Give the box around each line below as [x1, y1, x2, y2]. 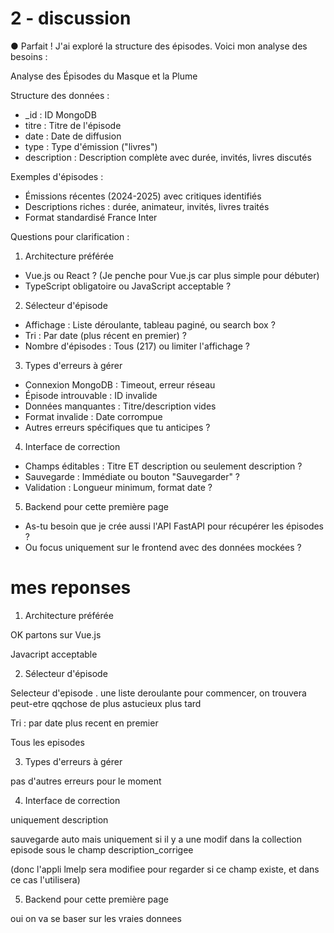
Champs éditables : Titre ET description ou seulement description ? [24, 460, 303, 472]
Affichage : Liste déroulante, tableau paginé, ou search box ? [24, 318, 276, 331]
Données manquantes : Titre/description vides [24, 400, 217, 412]
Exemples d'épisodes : [10, 170, 104, 182]
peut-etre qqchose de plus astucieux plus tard [10, 697, 202, 709]
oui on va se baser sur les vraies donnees [10, 912, 182, 924]
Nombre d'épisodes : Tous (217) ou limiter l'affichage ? [24, 340, 250, 352]
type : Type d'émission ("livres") [24, 140, 158, 152]
